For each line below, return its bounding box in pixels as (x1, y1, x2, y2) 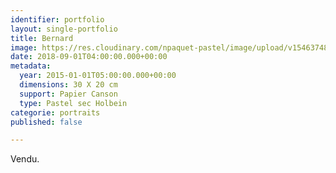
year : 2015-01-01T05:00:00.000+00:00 (19, 71, 177, 81)
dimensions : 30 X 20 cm (19, 80, 118, 90)
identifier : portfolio (10, 14, 105, 25)
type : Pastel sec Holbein (19, 98, 128, 108)
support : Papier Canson (19, 89, 118, 99)
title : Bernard (10, 33, 74, 43)
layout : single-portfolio (10, 24, 118, 34)
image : (10, 42, 38, 53)
